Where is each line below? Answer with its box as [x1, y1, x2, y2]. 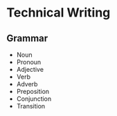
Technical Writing [6, 5, 111, 21]
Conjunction [16, 95, 52, 103]
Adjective [16, 66, 44, 73]
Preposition [16, 88, 50, 95]
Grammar [6, 32, 48, 44]
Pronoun [16, 58, 42, 66]
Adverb [16, 80, 38, 88]
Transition [16, 102, 46, 110]
